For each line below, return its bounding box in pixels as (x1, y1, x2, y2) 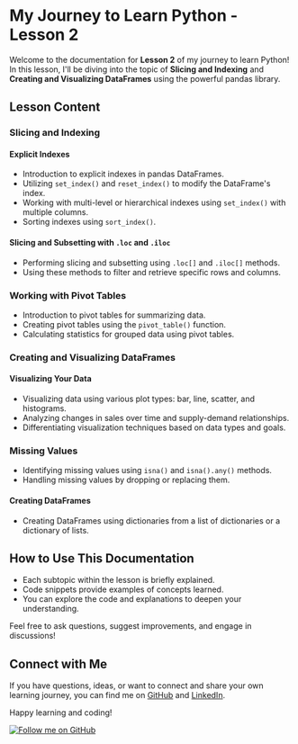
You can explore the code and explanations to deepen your (22, 594, 242, 605)
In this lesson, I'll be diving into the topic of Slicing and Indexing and (9, 64, 264, 75)
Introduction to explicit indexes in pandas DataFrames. (22, 168, 225, 180)
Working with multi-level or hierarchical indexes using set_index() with (22, 197, 286, 208)
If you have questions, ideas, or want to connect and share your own (9, 680, 264, 691)
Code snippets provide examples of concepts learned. (22, 584, 224, 595)
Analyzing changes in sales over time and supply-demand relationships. (22, 413, 290, 424)
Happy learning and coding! (9, 707, 113, 718)
